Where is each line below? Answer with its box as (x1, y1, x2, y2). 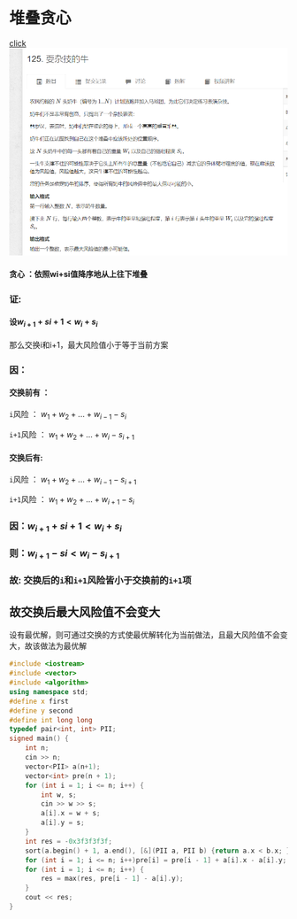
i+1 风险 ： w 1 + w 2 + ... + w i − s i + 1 (9, 429, 135, 442)
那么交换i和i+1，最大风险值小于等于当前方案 (9, 339, 169, 350)
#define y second (9, 706, 73, 715)
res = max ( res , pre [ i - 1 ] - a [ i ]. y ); (41, 874, 184, 884)
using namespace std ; (9, 687, 89, 696)
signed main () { (9, 734, 69, 744)
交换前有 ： (9, 387, 50, 398)
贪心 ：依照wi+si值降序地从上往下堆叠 (9, 268, 148, 279)
